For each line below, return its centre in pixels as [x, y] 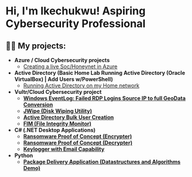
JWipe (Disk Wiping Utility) [57, 111]
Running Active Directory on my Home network [81, 86]
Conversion [38, 105]
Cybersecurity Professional [76, 24]
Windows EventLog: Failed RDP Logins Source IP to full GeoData [104, 98]
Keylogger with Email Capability [64, 149]
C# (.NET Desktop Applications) [55, 130]
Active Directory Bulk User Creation [68, 117]
